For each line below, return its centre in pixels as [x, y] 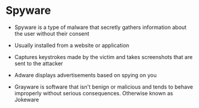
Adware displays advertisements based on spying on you [86, 75]
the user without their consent [52, 33]
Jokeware [27, 100]
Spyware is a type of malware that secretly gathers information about [100, 27]
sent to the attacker [39, 63]
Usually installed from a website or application [72, 45]
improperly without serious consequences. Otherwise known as [93, 93]
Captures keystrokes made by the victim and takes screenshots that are [103, 57]
